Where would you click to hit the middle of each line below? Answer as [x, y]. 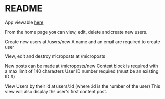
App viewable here [24, 22]
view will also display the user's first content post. [56, 91]
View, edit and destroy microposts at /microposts [55, 56]
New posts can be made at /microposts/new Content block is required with [82, 66]
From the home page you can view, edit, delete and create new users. [76, 32]
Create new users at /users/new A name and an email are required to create [82, 41]
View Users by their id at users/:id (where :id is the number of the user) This [82, 86]
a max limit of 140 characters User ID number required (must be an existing [82, 71]
